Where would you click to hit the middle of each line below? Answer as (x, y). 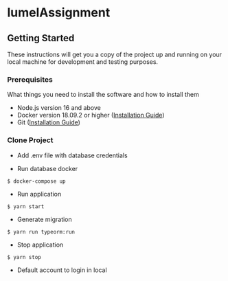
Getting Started (41, 38)
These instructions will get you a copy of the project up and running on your (114, 54)
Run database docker (47, 168)
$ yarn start (26, 206)
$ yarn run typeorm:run (41, 232)
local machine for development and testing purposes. (83, 62)
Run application (39, 194)
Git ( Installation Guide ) (49, 122)
